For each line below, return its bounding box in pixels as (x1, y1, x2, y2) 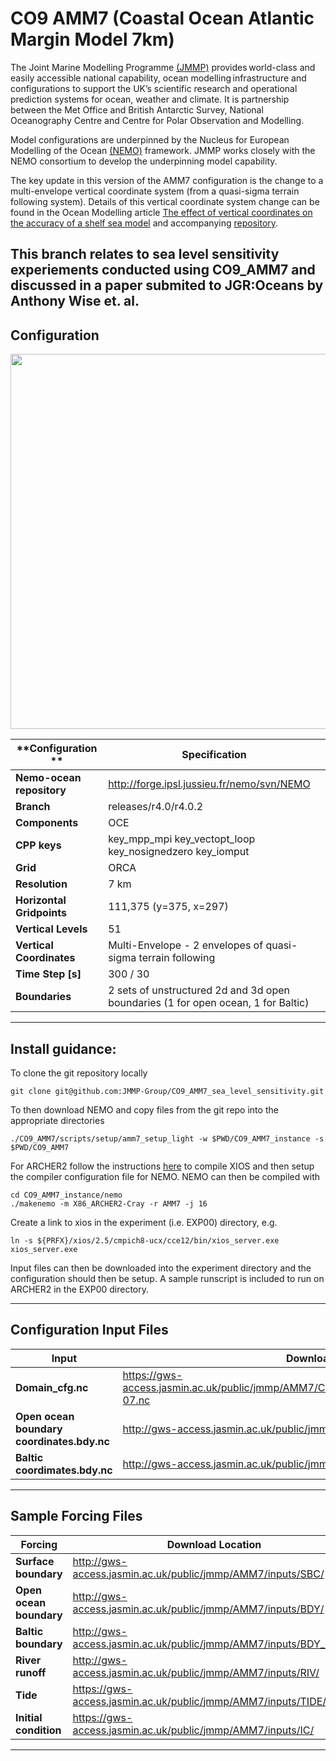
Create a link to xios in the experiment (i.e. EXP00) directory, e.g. (10, 1216, 278, 1228)
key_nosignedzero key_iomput (108, 845, 250, 859)
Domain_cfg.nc (15, 1380, 89, 1394)
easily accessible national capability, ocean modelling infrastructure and (10, 72, 307, 84)
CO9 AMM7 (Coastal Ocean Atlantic (10, 7, 315, 30)
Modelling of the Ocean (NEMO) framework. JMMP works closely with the (10, 144, 316, 156)
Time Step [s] (15, 967, 82, 981)
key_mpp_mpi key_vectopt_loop (108, 832, 256, 846)
